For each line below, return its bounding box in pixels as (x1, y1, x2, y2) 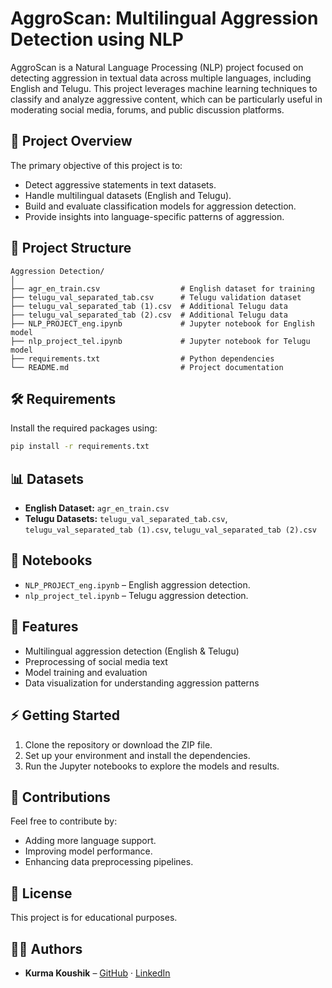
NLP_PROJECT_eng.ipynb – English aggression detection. (24, 578, 251, 591)
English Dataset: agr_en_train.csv (24, 502, 170, 514)
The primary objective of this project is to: (10, 159, 183, 171)
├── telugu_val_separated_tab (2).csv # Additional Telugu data (10, 310, 288, 320)
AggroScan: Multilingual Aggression (10, 7, 319, 30)
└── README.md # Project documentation (10, 362, 284, 372)
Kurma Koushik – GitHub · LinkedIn (24, 967, 171, 979)
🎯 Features (10, 618, 79, 636)
